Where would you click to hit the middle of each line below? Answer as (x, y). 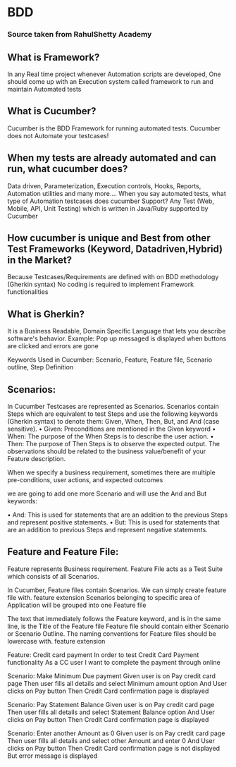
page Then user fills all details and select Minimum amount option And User (117, 683)
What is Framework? (54, 57)
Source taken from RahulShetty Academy (80, 35)
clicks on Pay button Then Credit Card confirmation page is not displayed (114, 748)
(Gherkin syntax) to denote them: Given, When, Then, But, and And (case (113, 421)
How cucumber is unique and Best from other (109, 238)
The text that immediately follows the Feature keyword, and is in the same (114, 618)
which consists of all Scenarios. (53, 576)
